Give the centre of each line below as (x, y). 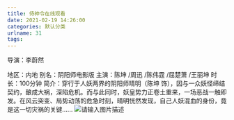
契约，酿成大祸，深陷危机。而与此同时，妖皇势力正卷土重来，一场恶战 (108, 92)
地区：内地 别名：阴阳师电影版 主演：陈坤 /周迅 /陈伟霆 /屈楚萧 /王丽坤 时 (112, 75)
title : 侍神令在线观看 (37, 14)
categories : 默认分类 (37, 26)
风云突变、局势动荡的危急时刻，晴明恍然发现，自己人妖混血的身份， (123, 101)
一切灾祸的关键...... (46, 110)
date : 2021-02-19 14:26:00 (46, 20)
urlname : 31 (24, 33)
